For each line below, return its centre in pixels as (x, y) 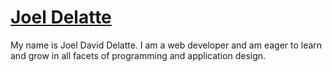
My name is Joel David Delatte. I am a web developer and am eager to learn (166, 45)
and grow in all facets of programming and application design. (138, 55)
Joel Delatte (61, 17)
